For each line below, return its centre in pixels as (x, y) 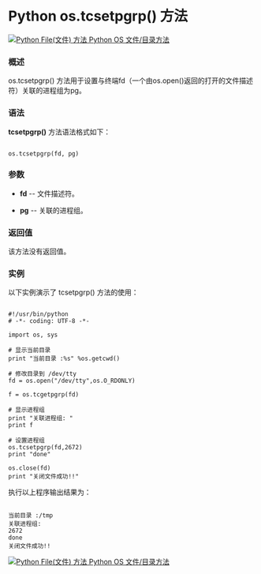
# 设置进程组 (26, 441)
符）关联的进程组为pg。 (47, 91)
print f (21, 426)
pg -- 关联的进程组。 (54, 210)
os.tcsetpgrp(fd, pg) (44, 154)
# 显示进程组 (26, 410)
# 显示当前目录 (30, 351)
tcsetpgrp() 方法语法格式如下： (60, 132)
